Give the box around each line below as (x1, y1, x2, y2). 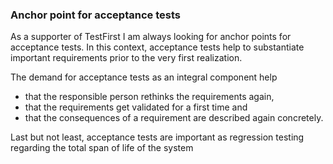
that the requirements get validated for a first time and (24, 101, 248, 113)
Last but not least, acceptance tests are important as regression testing (10, 131, 305, 143)
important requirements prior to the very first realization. (10, 52, 243, 64)
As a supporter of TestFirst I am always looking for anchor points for (10, 31, 292, 43)
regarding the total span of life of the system (10, 142, 194, 154)
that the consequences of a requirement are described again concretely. (24, 112, 324, 124)
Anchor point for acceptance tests (10, 8, 181, 22)
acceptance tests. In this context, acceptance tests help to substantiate (10, 41, 305, 53)
